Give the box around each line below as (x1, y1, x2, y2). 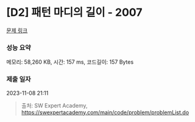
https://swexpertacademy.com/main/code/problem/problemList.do (21, 109, 190, 116)
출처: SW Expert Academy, (21, 101, 88, 109)
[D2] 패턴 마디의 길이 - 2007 (6, 5, 143, 19)
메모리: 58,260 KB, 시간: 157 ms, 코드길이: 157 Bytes (6, 58, 134, 66)
